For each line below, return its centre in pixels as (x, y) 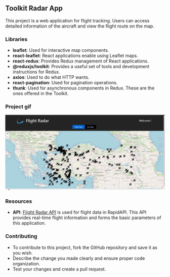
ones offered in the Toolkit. (40, 94)
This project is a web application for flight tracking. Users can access (77, 20)
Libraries (16, 39)
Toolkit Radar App (34, 8)
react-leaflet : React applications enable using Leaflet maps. (75, 56)
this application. (29, 223)
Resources (19, 201)
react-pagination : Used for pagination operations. (65, 83)
